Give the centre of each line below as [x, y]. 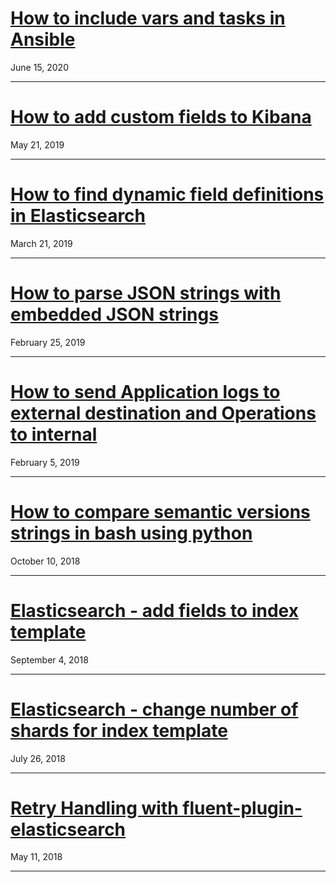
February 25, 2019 [48, 342]
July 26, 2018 [38, 758]
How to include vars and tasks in [148, 18]
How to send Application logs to [145, 391]
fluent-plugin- [242, 808]
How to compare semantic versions [160, 511]
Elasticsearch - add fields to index [154, 610]
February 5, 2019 [45, 462]
